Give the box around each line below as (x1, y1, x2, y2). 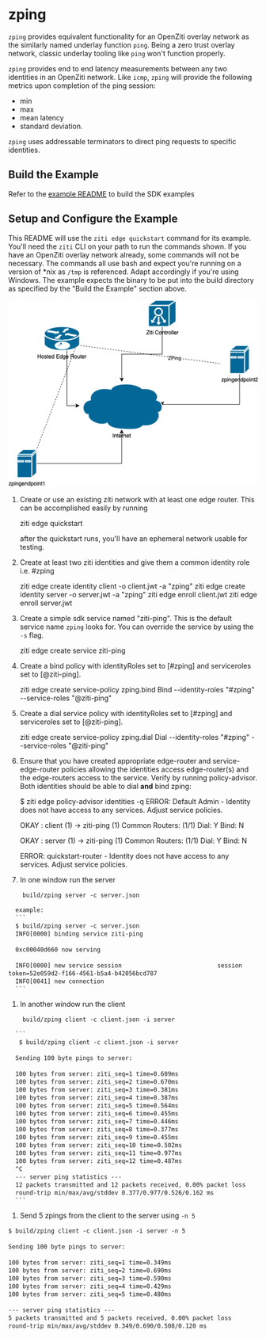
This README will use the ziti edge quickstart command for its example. (8, 233, 252, 242)
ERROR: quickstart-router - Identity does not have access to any (19, 852, 230, 861)
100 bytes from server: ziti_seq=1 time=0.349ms (8, 1259, 172, 1267)
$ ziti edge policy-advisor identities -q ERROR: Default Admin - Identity (19, 797, 251, 806)
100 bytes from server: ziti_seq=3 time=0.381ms (15, 1086, 179, 1094)
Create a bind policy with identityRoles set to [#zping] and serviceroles (19, 661, 252, 671)
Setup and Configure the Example (8, 212, 178, 226)
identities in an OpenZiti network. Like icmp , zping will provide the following (8, 72, 253, 82)
